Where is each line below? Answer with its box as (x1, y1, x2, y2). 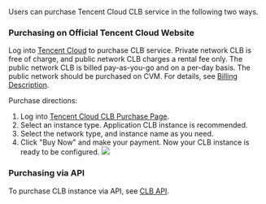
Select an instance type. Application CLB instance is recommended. (20, 120, 248, 130)
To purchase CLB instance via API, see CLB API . (8, 186, 169, 196)
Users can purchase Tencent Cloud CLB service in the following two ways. (8, 7, 259, 16)
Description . (8, 80, 50, 90)
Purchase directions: (8, 96, 78, 106)
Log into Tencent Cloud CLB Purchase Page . (20, 111, 169, 121)
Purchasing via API (8, 167, 85, 179)
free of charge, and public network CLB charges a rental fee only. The (8, 54, 243, 64)
